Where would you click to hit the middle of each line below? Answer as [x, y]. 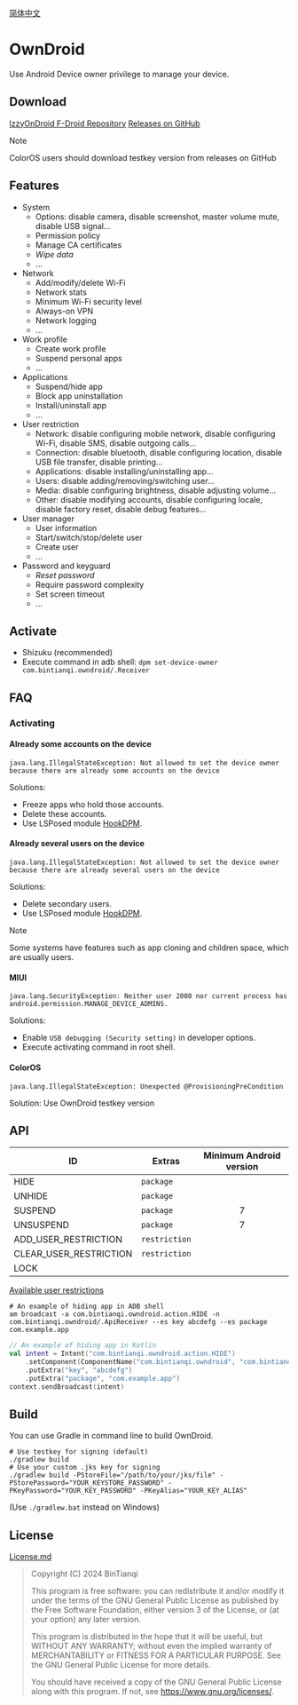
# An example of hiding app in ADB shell [87, 1307]
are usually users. [41, 957]
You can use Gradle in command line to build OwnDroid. [111, 1436]
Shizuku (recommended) [67, 653]
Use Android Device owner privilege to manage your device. [119, 74]
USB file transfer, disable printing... [99, 462]
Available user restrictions [57, 1290]
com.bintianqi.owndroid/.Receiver [86, 670]
